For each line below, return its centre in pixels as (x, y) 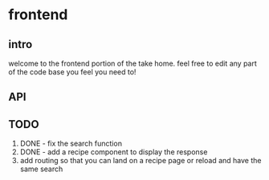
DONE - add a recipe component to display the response (114, 152)
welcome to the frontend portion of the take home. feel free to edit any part (132, 63)
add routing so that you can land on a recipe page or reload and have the (141, 161)
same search (41, 169)
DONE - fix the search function (71, 144)
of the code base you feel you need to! (72, 72)
